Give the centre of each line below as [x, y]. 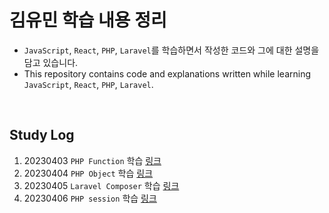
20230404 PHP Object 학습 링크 [88, 173]
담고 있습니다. [51, 62]
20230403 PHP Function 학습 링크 [92, 160]
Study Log [42, 135]
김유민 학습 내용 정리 [88, 20]
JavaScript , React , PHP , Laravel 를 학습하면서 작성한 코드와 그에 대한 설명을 [171, 50]
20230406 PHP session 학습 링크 [90, 198]
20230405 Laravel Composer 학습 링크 [101, 185]
